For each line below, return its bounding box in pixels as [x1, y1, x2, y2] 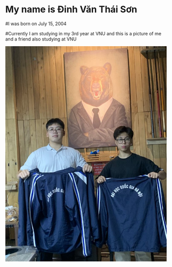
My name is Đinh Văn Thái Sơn [5, 4, 137, 15]
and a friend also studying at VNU [5, 36, 77, 42]
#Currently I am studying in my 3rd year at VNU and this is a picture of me [5, 30, 162, 36]
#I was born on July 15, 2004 [5, 20, 67, 27]
